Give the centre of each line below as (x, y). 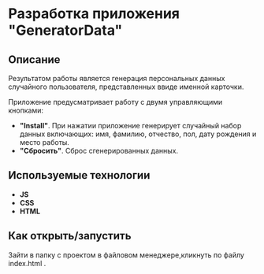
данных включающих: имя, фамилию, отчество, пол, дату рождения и (138, 134)
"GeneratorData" (65, 30)
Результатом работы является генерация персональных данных (117, 78)
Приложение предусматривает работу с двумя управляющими (115, 102)
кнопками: (26, 110)
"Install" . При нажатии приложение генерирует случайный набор (130, 126)
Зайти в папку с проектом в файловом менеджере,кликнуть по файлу (126, 255)
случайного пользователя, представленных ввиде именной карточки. (126, 87)
